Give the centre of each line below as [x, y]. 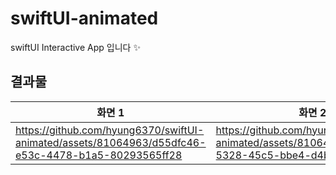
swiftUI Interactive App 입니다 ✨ [75, 47]
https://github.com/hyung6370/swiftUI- [110, 130]
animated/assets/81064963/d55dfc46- [111, 142]
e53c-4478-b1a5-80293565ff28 [99, 155]
